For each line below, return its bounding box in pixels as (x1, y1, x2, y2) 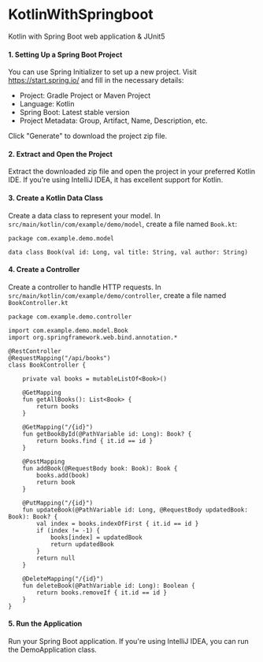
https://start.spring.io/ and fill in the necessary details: (8, 76, 184, 85)
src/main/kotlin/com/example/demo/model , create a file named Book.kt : (8, 219, 238, 229)
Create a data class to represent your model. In (8, 210, 161, 220)
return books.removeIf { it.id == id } (36, 589, 168, 597)
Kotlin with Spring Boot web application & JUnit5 (8, 32, 165, 41)
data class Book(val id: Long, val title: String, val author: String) (8, 248, 248, 256)
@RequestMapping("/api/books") (8, 354, 111, 362)
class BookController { (8, 361, 87, 369)
